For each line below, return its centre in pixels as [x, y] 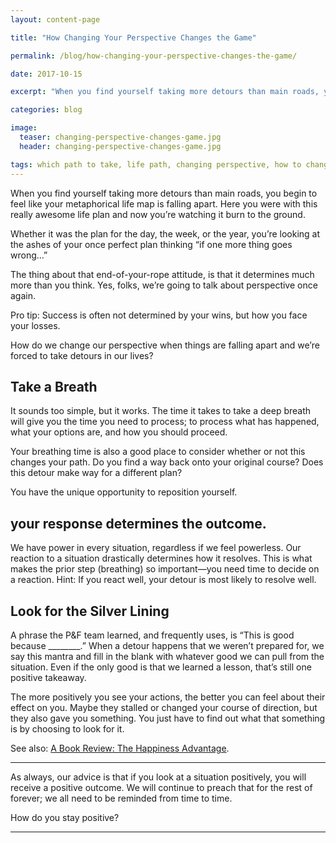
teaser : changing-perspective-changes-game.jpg [120, 137]
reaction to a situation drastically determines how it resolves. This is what [161, 558]
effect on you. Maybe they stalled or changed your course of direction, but [164, 707]
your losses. [35, 325]
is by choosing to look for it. [67, 728]
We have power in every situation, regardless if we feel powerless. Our [156, 548]
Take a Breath [54, 386]
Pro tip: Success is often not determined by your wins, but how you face [159, 315]
